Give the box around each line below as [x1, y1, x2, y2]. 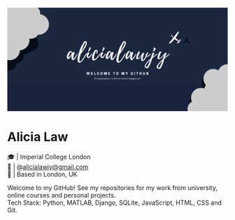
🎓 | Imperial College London [7, 152, 91, 161]
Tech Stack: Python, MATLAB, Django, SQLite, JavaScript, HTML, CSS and [7, 198, 222, 207]
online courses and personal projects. [7, 191, 116, 199]
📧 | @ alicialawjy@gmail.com [7, 162, 89, 171]
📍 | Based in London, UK [7, 170, 78, 178]
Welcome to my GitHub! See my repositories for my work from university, [7, 183, 218, 192]
